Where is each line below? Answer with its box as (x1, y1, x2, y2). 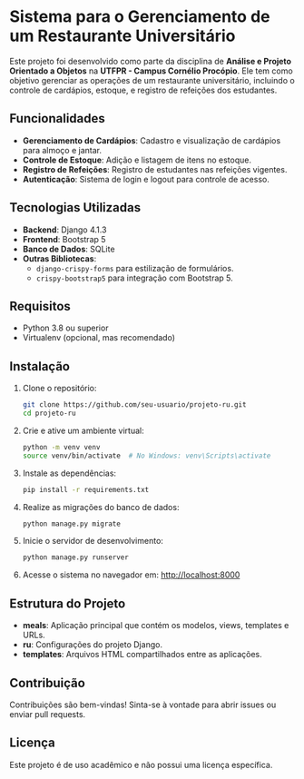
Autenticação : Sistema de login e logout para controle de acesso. (22, 173, 270, 184)
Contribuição (9, 675, 86, 691)
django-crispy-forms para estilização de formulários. (35, 262, 234, 273)
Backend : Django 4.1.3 (22, 224, 107, 235)
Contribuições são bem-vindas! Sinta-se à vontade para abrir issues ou (9, 699, 277, 710)
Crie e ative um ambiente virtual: (22, 425, 144, 436)
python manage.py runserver (22, 553, 129, 562)
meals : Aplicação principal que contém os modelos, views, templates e (22, 620, 289, 631)
